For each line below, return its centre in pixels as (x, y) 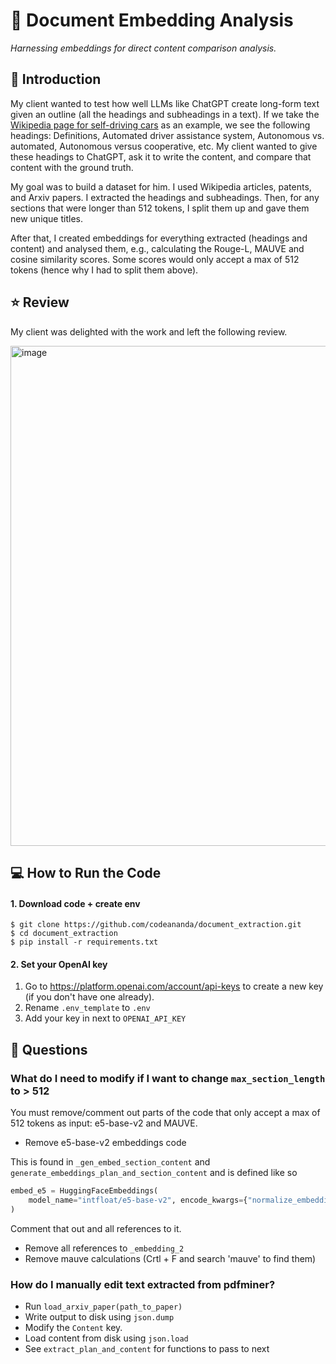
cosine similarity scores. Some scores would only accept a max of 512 (155, 259)
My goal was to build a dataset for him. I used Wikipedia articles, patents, (161, 186)
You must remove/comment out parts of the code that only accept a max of (165, 1113)
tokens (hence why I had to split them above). (104, 270)
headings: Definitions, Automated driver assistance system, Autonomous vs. (167, 135)
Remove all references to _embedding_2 (104, 1248)
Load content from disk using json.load (106, 1338)
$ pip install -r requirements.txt (84, 942)
